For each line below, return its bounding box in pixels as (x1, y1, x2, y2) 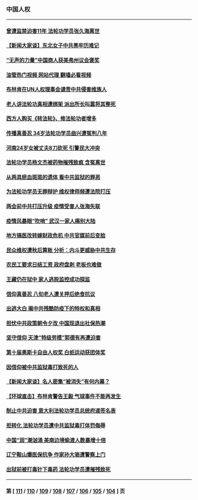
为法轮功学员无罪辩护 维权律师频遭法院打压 (6, 188, 111, 195)
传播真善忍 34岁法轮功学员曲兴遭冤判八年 (6, 130, 107, 137)
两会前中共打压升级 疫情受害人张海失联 (6, 202, 101, 210)
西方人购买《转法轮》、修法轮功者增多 (6, 115, 97, 122)
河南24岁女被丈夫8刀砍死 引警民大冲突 (6, 144, 100, 151)
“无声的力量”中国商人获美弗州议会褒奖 (6, 57, 100, 64)
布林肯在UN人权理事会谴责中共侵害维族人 (6, 86, 107, 93)
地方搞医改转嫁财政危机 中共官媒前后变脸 (6, 232, 106, 239)
